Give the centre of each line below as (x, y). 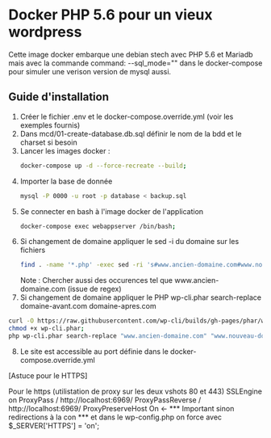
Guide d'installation (59, 97)
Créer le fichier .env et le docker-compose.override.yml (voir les (127, 116)
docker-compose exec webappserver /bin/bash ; (98, 226)
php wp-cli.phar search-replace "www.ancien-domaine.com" (108, 336)
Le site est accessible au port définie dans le (94, 351)
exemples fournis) (50, 125)
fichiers (33, 250)
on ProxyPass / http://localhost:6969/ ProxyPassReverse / (105, 400)
